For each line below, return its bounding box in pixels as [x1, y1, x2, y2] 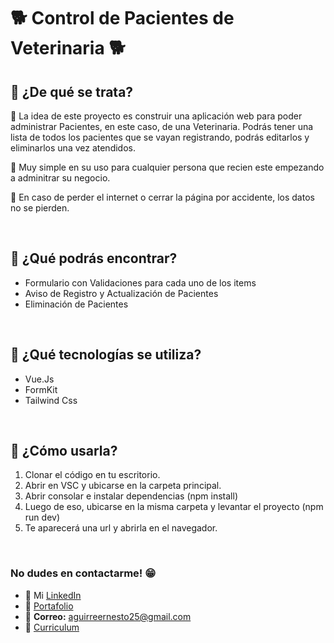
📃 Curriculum [24, 621, 80, 633]
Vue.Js [24, 373, 55, 385]
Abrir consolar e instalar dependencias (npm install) [24, 490, 238, 502]
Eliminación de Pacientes [24, 298, 129, 310]
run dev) [24, 511, 60, 524]
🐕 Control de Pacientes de [10, 7, 235, 30]
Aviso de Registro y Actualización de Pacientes [24, 287, 219, 299]
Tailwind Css [24, 394, 78, 406]
